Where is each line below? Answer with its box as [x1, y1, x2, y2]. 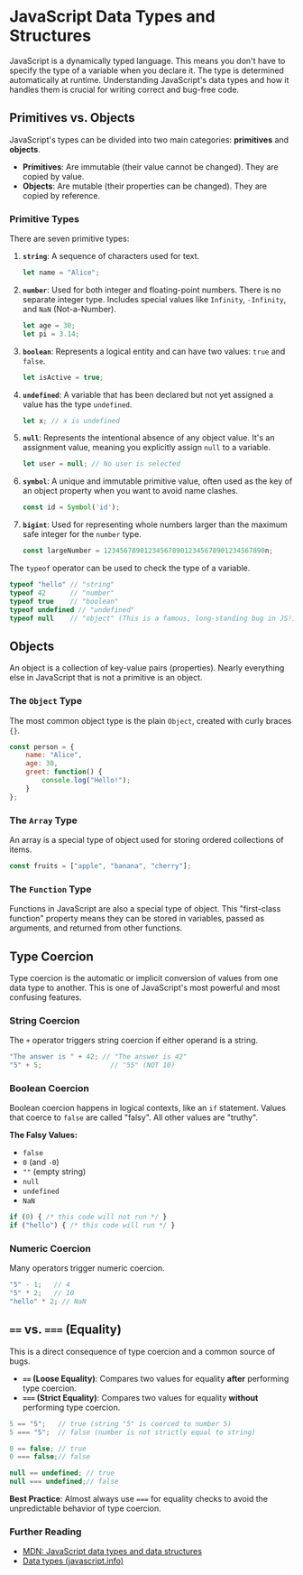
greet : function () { [25, 767, 103, 777]
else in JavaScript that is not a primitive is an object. [9, 672, 203, 683]
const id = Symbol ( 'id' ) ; [22, 503, 120, 512]
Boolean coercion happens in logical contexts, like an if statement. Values [9, 1103, 287, 1114]
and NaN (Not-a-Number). [22, 303, 117, 314]
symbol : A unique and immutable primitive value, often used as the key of [22, 476, 293, 486]
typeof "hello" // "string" [9, 580, 115, 589]
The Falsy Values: [9, 1130, 78, 1141]
